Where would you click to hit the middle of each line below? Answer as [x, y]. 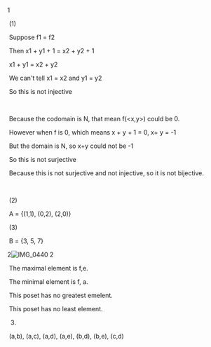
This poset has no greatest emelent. [61, 295]
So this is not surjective [43, 159]
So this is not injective [40, 91]
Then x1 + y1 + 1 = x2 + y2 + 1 [52, 51]
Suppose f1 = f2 [32, 37]
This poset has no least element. [56, 309]
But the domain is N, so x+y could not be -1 [71, 146]
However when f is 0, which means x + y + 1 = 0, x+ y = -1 [93, 132]
